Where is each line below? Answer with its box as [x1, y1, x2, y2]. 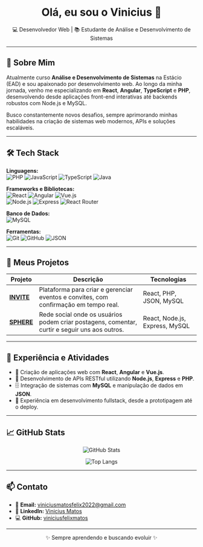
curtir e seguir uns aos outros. [39, 326, 124, 334]
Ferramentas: [6, 228, 41, 235]
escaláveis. [6, 124, 34, 131]
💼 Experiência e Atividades [6, 352, 109, 363]
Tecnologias [150, 275, 187, 283]
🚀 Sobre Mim [6, 57, 56, 68]
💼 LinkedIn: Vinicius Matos [14, 507, 83, 514]
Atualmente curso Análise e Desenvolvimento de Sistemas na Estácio [6, 74, 182, 81]
